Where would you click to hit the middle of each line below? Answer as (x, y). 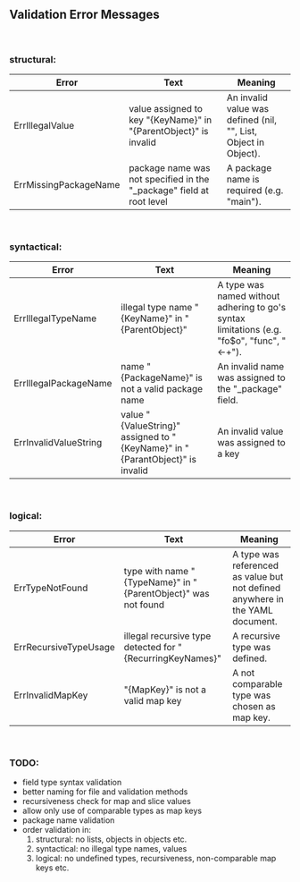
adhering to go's (252, 308)
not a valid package (162, 389)
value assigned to (166, 109)
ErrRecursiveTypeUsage (65, 647)
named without (249, 296)
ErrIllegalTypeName (55, 318)
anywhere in (258, 598)
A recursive (256, 636)
